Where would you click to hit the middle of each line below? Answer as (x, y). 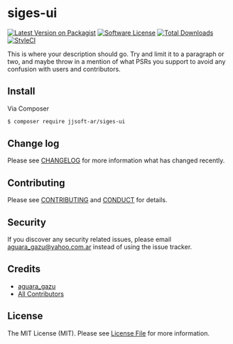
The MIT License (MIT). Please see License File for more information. (108, 333)
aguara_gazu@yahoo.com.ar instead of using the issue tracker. (100, 247)
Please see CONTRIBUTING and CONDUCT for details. (87, 200)
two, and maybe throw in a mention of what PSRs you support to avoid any (116, 61)
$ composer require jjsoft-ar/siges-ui (66, 121)
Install (21, 91)
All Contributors (40, 294)
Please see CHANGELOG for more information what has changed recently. (116, 160)
